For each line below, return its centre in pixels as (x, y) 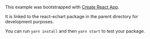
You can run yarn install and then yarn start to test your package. (75, 31)
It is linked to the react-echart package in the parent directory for (72, 16)
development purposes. (30, 22)
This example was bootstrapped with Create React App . (62, 7)
